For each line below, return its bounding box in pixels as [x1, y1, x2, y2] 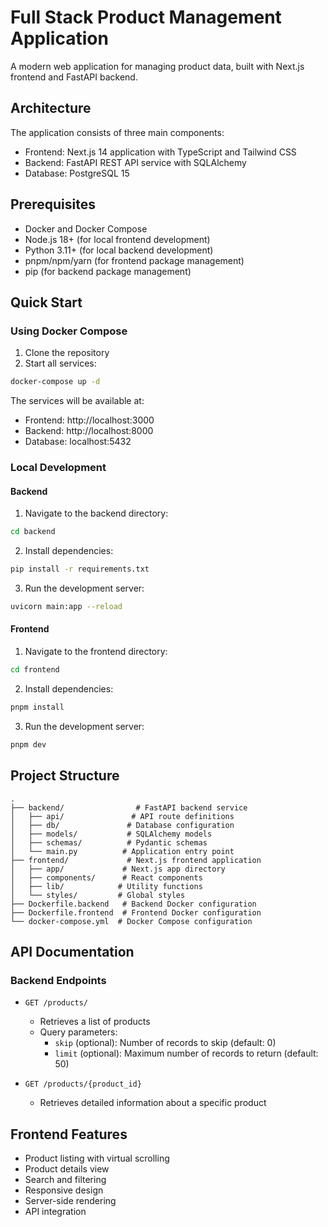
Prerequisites [10, 196, 96, 213]
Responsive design [24, 1184, 104, 1196]
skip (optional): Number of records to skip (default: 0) [54, 1037, 277, 1049]
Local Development [10, 461, 107, 475]
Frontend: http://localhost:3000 [24, 414, 155, 426]
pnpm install [10, 702, 65, 712]
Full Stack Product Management [10, 6, 282, 29]
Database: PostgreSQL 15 [24, 167, 130, 179]
